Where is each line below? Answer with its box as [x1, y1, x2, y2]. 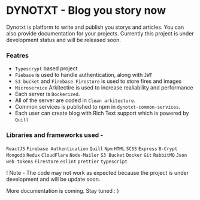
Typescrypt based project [14, 65, 78, 72]
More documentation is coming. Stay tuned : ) [6, 187, 119, 194]
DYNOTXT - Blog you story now [6, 4, 166, 17]
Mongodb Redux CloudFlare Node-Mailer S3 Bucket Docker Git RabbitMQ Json [6, 152, 187, 158]
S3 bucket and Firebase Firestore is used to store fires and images [14, 77, 182, 85]
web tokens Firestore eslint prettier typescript [6, 159, 128, 165]
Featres [6, 51, 29, 59]
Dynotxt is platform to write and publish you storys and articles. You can [6, 23, 184, 31]
